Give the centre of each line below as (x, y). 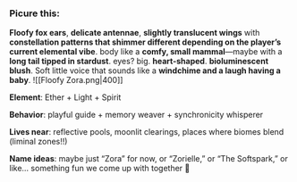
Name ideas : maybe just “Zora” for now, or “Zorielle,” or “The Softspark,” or (148, 159)
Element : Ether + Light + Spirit (65, 97)
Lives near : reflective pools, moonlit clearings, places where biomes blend (147, 132)
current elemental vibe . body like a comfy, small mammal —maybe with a (146, 52)
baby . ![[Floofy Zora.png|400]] (66, 80)
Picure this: (35, 13)
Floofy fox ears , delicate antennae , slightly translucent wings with (135, 33)
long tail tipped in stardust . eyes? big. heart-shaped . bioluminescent (139, 62)
